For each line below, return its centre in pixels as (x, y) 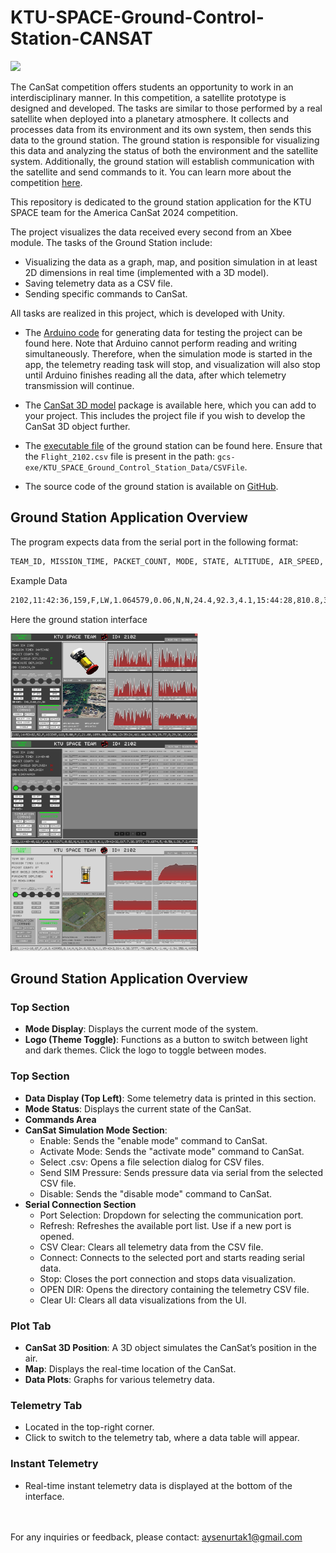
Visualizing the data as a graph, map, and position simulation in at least (171, 262)
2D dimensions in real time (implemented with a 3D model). (147, 272)
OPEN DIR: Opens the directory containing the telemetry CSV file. (174, 1289)
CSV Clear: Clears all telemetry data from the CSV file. (151, 1247)
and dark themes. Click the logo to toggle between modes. (145, 1050)
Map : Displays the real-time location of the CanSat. (130, 1368)
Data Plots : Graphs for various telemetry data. (119, 1379)
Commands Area (60, 1119)
